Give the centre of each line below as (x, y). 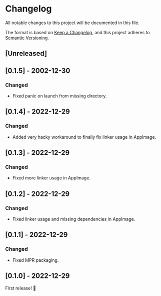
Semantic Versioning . (27, 38)
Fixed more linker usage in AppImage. (51, 178)
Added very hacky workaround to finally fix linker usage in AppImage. (84, 137)
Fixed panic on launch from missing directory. (59, 96)
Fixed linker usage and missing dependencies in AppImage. (74, 219)
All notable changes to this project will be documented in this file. (72, 23)
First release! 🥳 (21, 288)
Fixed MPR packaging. (35, 260)
